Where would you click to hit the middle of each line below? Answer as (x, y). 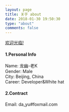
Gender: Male (19, 72)
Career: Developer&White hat (35, 82)
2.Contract (17, 93)
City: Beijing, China (24, 76)
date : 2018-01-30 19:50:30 (33, 19)
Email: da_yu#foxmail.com (32, 104)
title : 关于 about (23, 14)
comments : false (22, 28)
